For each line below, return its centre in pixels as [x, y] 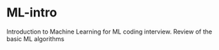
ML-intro [32, 13]
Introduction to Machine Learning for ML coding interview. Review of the [109, 32]
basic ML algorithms [36, 38]
